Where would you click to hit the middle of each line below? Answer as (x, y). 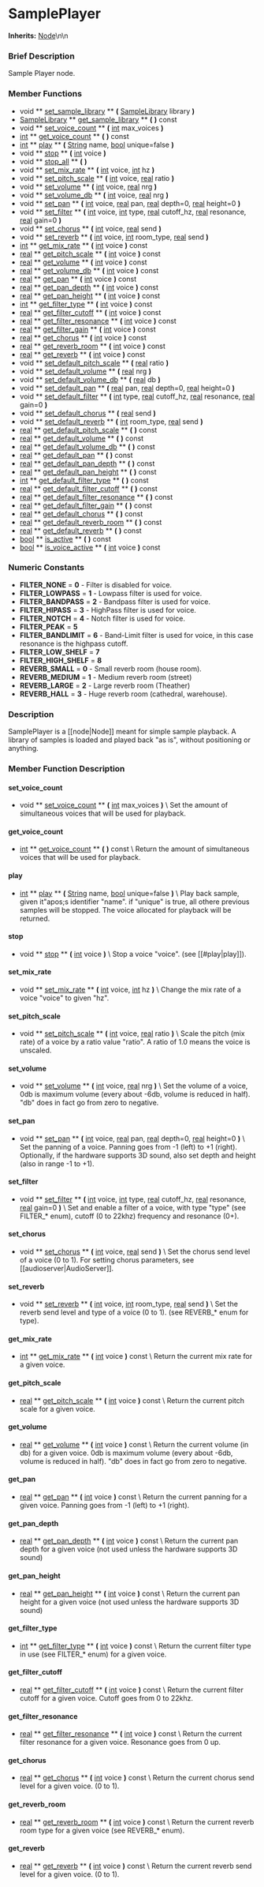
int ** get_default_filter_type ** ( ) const (84, 480)
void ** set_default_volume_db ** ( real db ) (90, 379)
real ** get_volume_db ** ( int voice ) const (89, 270)
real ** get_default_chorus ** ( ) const (81, 513)
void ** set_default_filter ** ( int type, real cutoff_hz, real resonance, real (137, 396)
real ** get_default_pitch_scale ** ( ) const (88, 430)
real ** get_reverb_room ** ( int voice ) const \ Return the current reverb (137, 1821)
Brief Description (41, 56)
